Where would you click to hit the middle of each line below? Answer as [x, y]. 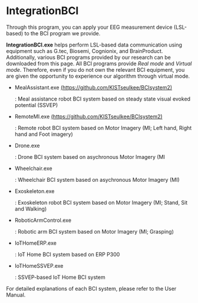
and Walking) [31, 209]
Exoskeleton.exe [34, 191]
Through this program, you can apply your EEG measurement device [89, 27]
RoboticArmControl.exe [43, 220]
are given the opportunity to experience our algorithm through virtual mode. [98, 76]
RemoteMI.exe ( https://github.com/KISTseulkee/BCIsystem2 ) [89, 116]
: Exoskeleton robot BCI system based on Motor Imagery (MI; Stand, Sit [101, 202]
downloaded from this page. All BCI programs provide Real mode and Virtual [99, 64]
